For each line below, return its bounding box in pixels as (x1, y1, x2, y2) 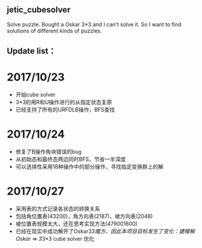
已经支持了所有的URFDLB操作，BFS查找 (15, 106, 115, 113)
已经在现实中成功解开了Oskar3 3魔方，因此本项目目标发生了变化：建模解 (15, 228, 195, 235)
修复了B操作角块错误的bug (15, 148, 82, 156)
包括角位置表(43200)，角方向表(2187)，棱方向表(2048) (15, 213, 153, 220)
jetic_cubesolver (7, 5, 71, 15)
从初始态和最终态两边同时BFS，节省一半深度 (15, 156, 126, 163)
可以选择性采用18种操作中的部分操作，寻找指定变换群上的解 (15, 163, 164, 171)
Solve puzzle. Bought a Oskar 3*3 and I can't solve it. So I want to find (7, 20, 182, 28)
